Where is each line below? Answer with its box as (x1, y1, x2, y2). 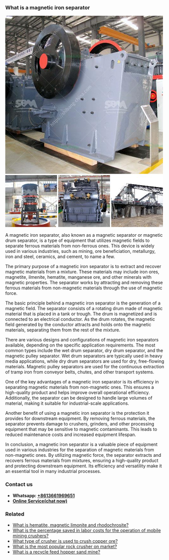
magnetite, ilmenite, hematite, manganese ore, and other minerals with (5, 274, 152, 280)
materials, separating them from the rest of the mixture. (5, 327, 121, 333)
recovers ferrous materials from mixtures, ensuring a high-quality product (5, 457, 159, 464)
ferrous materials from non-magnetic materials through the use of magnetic (5, 285, 162, 291)
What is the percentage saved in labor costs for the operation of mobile (12, 527, 161, 533)
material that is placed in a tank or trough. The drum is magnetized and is (5, 311, 157, 317)
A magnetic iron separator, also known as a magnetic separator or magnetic (5, 232, 163, 238)
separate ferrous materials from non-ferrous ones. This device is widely (5, 243, 155, 249)
